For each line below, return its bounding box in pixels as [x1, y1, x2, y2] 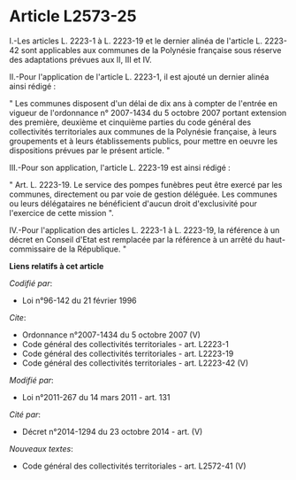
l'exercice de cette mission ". [9, 207, 115, 218]
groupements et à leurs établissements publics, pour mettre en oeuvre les [9, 135, 278, 146]
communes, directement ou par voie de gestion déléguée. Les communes [9, 189, 278, 199]
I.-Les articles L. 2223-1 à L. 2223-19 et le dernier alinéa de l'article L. [9, 35, 263, 46]
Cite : [9, 312, 27, 322]
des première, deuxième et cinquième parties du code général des [9, 117, 252, 128]
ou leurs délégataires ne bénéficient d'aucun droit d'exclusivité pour [9, 197, 258, 209]
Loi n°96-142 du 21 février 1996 [21, 295, 137, 306]
